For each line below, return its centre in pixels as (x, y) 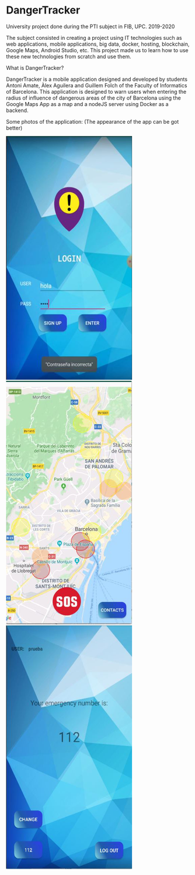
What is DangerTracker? (35, 67)
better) (14, 128)
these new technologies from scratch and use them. (69, 56)
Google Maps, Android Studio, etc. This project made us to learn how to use (97, 50)
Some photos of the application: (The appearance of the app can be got (93, 121)
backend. (17, 110)
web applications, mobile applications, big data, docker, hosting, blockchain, (98, 44)
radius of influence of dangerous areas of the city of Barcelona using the (93, 98)
